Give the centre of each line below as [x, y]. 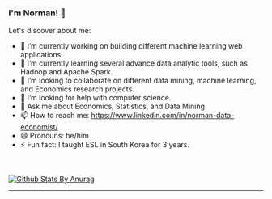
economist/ [39, 127]
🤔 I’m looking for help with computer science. [96, 98]
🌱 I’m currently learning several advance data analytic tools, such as [134, 63]
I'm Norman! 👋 [37, 13]
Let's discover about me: [50, 31]
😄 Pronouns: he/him [54, 136]
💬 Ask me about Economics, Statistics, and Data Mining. [113, 106]
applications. [41, 55]
